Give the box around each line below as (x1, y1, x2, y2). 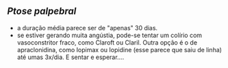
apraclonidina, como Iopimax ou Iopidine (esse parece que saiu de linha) (16, 45, 223, 54)
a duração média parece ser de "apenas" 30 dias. (16, 23, 158, 32)
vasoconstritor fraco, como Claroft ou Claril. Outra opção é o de (16, 38, 197, 47)
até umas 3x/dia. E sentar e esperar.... (16, 53, 125, 61)
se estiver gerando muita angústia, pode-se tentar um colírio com (16, 31, 203, 39)
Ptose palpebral (7, 5, 77, 17)
